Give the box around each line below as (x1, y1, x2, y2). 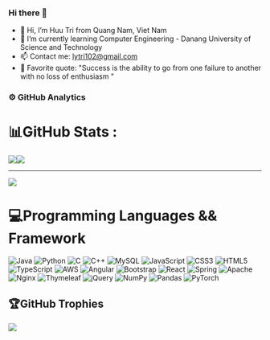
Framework (8, 229, 86, 248)
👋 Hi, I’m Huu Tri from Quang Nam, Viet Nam (19, 26, 167, 35)
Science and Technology (19, 43, 103, 52)
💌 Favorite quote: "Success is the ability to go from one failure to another (19, 63, 262, 73)
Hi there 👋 (8, 7, 48, 18)
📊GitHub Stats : (8, 123, 118, 141)
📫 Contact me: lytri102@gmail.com (19, 51, 138, 61)
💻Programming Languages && (8, 207, 218, 225)
